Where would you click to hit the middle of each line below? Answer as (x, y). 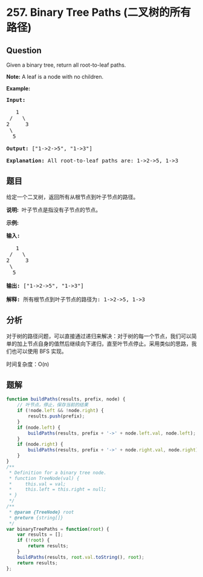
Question (24, 50)
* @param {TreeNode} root (41, 512)
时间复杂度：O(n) (28, 364)
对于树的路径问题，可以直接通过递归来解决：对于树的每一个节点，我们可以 (99, 336)
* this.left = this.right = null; (58, 490)
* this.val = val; (37, 484)
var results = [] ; (40, 535)
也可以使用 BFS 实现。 (39, 351)
